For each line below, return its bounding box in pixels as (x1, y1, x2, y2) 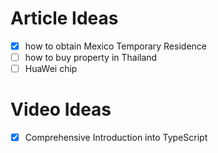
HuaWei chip (24, 63, 78, 75)
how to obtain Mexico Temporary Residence (24, 40, 207, 52)
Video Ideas (10, 98, 112, 121)
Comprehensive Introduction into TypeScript (24, 132, 208, 144)
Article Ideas (10, 7, 119, 30)
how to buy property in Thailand (24, 52, 158, 63)
